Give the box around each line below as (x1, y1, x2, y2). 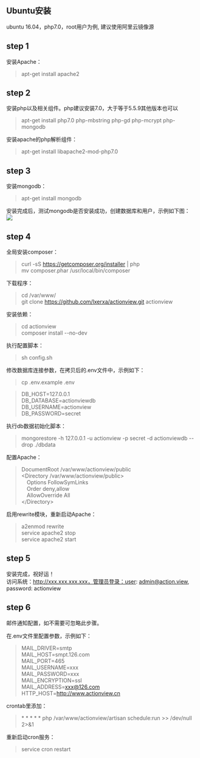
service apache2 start (21, 536, 77, 543)
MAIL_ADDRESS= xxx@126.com (21, 683, 100, 690)
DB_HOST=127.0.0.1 (21, 391, 70, 398)
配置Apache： (6, 454, 42, 461)
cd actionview (21, 323, 57, 330)
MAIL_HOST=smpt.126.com (21, 650, 90, 658)
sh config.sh (21, 354, 53, 361)
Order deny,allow (26, 485, 70, 493)
